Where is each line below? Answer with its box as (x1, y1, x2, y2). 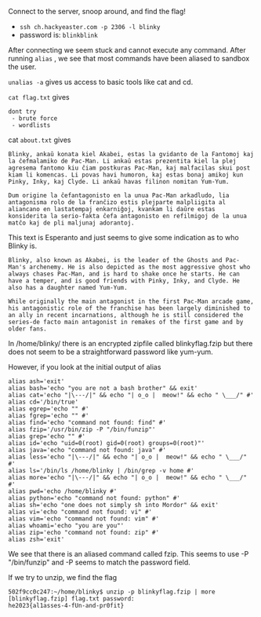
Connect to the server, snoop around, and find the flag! (8, 7, 187, 16)
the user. (8, 62, 37, 71)
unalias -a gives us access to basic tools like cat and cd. (8, 78, 194, 86)
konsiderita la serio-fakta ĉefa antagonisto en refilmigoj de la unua (8, 212, 247, 220)
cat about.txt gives (8, 135, 72, 144)
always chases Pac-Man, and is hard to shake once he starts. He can (8, 270, 241, 278)
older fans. (8, 325, 47, 333)
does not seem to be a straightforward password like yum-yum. (8, 347, 213, 356)
